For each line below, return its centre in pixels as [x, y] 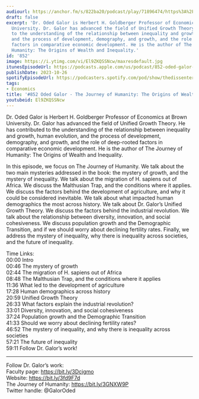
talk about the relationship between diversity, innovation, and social [88, 217]
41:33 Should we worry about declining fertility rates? [71, 323]
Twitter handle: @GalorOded [41, 390]
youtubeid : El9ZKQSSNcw [36, 100]
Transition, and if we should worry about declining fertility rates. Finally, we [98, 229]
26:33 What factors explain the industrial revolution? [70, 304]
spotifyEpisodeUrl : [30, 78]
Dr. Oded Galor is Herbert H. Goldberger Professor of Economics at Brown [97, 117]
